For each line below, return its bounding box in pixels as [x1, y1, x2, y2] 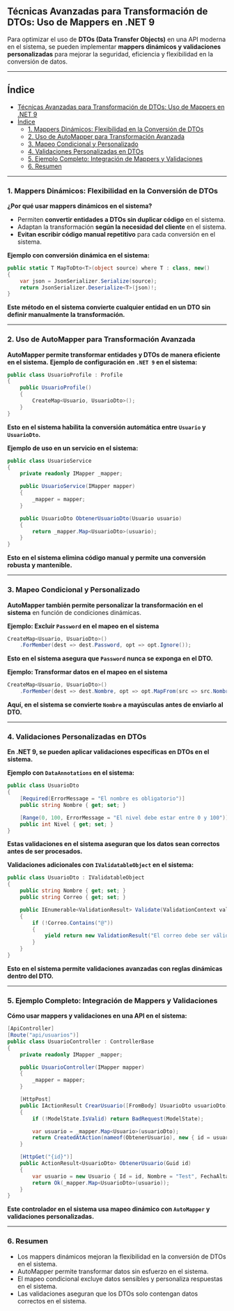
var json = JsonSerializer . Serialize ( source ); [19, 277, 157, 285]
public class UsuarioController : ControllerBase [7, 1038, 155, 1045]
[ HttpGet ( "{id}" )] [19, 1153, 73, 1161]
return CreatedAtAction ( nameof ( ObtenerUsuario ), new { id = [32, 1134, 210, 1141]
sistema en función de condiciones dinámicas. [7, 608, 141, 616]
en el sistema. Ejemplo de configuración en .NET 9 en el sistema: [7, 357, 198, 366]
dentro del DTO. [7, 972, 54, 980]
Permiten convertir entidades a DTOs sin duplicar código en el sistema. [17, 215, 226, 223]
